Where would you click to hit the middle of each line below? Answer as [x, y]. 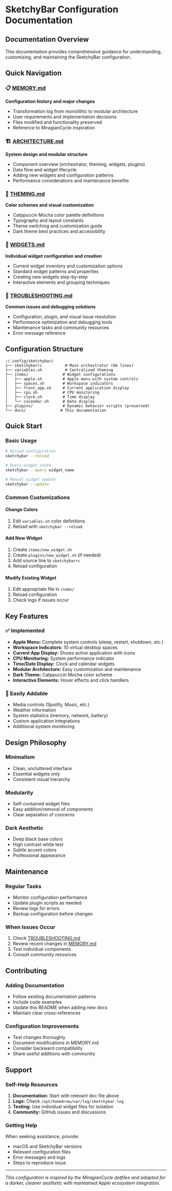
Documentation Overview [47, 39]
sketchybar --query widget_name [40, 470]
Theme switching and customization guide [57, 226]
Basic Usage [21, 441]
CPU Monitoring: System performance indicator [63, 658]
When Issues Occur [30, 927]
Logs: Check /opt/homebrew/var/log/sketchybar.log [68, 1101]
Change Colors [22, 510]
